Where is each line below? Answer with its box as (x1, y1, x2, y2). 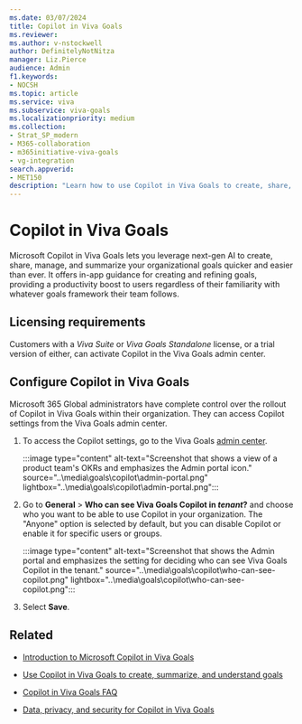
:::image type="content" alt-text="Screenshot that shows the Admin (22, 545, 275, 556)
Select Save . (22, 601, 70, 612)
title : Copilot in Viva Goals (9, 22, 124, 31)
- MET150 (9, 173, 42, 182)
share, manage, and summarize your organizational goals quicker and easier (9, 259, 293, 271)
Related (9, 627, 54, 643)
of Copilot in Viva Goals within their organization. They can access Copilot (9, 408, 285, 418)
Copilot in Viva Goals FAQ (22, 686, 118, 697)
